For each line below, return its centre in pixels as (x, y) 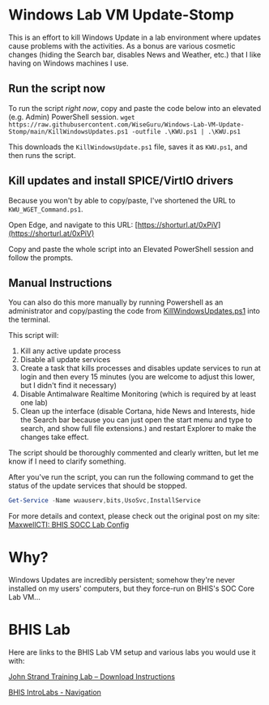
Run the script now (57, 89)
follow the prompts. (41, 258)
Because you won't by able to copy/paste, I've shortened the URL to (122, 200)
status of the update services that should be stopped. (98, 486)
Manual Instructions (60, 282)
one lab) (34, 403)
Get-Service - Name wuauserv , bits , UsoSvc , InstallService (105, 501)
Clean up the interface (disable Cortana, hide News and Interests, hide (137, 412)
